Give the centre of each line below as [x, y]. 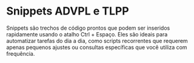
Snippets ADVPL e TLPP [68, 11]
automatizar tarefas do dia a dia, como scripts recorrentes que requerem [97, 41]
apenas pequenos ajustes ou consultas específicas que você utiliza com [97, 47]
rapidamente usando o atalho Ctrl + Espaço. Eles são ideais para [87, 34]
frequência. [21, 53]
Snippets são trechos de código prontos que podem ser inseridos [88, 28]
